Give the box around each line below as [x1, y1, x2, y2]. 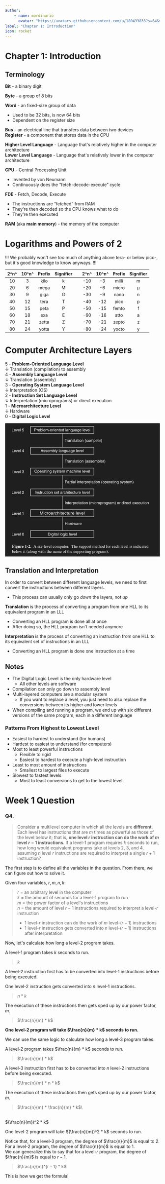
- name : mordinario [14, 13, 54, 18]
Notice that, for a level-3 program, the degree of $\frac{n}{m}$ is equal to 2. [5, 1138, 160, 1144]
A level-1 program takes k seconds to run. [5, 949, 89, 955]
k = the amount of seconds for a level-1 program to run [17, 894, 129, 900]
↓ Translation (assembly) [5, 377, 56, 382]
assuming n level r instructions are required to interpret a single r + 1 [17, 850, 155, 856]
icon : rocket [5, 29, 32, 34]
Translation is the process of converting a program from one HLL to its [5, 604, 149, 610]
